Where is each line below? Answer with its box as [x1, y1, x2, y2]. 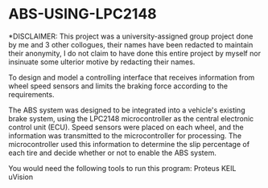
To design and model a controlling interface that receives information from [8, 72, 255, 82]
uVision [8, 172, 34, 182]
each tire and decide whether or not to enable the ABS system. [8, 148, 217, 157]
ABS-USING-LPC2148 [8, 5, 157, 23]
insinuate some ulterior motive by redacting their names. [8, 57, 196, 67]
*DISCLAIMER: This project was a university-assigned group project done [8, 31, 254, 41]
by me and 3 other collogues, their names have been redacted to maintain [8, 39, 254, 49]
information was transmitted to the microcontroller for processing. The [8, 130, 242, 141]
